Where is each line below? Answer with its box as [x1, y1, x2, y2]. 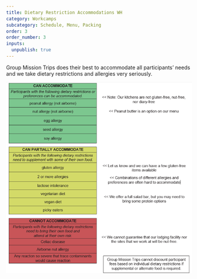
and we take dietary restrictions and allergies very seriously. [6, 70, 152, 77]
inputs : [6, 41, 25, 47]
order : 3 [6, 28, 28, 34]
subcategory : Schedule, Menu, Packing [6, 22, 101, 28]
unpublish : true [11, 47, 51, 53]
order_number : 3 [6, 34, 46, 41]
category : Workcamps [6, 15, 57, 22]
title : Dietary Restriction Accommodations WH [6, 9, 123, 15]
